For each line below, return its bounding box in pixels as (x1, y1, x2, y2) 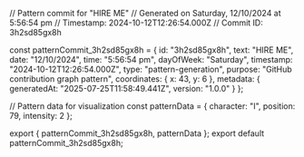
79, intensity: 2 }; (9, 111, 73, 121)
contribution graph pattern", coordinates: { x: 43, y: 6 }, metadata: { (9, 74, 260, 84)
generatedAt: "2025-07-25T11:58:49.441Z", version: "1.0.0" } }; (9, 83, 244, 93)
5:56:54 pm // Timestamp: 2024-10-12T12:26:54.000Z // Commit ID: (9, 17, 263, 28)
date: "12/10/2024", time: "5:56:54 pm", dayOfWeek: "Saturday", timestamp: (9, 54, 293, 64)
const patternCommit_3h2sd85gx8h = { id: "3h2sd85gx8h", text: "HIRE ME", (9, 44, 294, 55)
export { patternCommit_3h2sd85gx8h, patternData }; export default (9, 128, 265, 139)
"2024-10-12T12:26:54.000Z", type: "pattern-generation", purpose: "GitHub (9, 64, 292, 74)
